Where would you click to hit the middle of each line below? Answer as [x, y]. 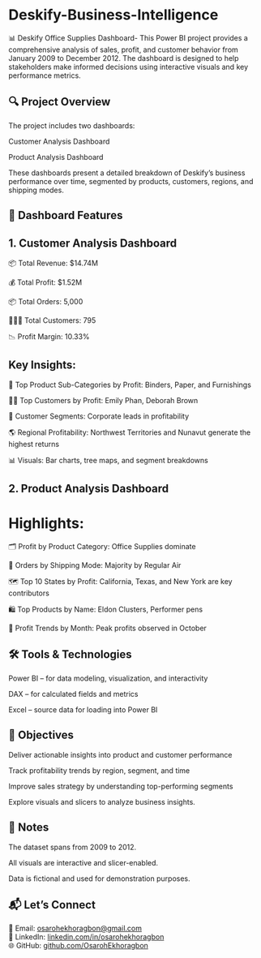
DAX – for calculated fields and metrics [73, 694]
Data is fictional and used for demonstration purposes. [99, 879]
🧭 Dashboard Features [66, 215]
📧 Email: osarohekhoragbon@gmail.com [75, 928]
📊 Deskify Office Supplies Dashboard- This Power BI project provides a [128, 37]
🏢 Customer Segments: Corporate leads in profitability [99, 416]
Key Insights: [43, 365]
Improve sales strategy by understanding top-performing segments [121, 786]
